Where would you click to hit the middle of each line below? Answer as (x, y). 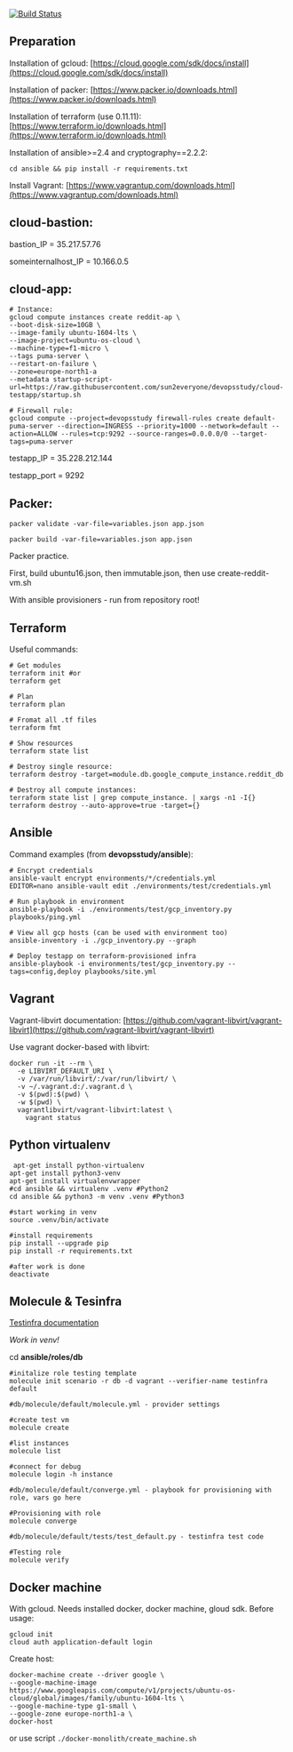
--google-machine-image (53, 1683)
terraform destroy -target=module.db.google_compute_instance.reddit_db (146, 775)
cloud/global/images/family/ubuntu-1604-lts (93, 1699)
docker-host (31, 1722)
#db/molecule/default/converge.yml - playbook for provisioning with (141, 1490)
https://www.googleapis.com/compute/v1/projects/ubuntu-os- (123, 1691)
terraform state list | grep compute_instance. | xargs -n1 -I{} (132, 798)
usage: (22, 1619)
